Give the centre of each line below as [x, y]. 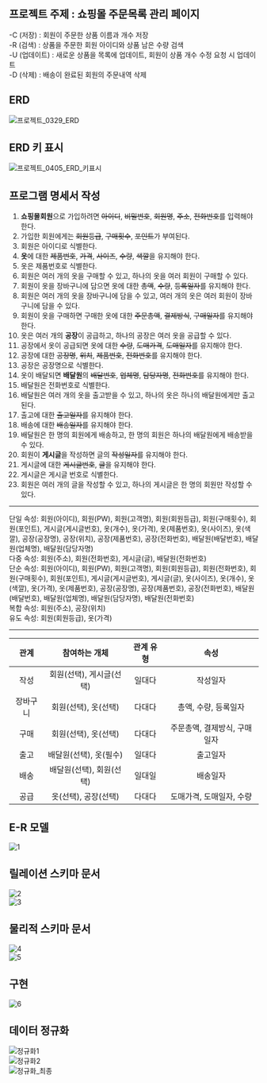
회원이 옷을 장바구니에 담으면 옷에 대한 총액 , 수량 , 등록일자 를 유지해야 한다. [135, 286]
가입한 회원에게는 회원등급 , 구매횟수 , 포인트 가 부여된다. [105, 236]
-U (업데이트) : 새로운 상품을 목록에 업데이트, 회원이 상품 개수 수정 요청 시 [122, 55]
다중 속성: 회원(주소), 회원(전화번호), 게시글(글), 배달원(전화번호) [108, 559]
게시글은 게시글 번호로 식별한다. [69, 474]
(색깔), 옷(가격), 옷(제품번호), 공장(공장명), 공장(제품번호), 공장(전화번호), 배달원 [132, 588]
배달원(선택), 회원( [82, 770]
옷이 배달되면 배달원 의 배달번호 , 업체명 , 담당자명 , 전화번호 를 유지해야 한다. [134, 375]
